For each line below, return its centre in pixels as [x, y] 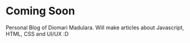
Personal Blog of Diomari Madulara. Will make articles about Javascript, [95, 27]
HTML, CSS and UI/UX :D [37, 33]
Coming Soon [40, 11]
